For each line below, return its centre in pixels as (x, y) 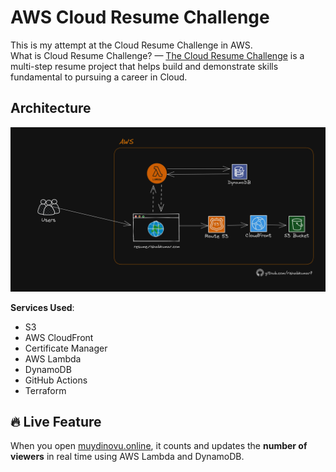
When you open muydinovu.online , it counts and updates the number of (159, 446)
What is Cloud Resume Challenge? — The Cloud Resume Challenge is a (157, 55)
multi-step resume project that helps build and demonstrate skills (144, 66)
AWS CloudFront (59, 337)
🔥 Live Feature (56, 421)
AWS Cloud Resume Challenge (140, 17)
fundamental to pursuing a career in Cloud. (99, 77)
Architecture (51, 108)
